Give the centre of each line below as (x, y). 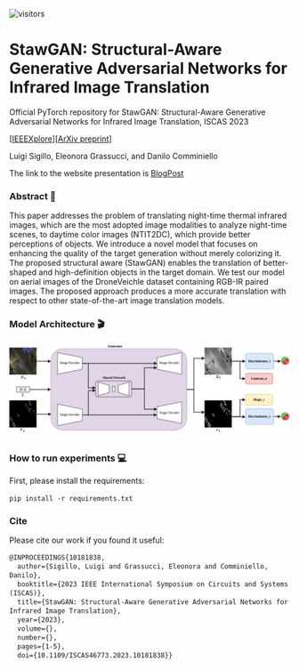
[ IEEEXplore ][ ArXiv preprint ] (61, 139)
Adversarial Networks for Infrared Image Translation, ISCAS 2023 (129, 121)
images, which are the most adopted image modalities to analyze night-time (148, 225)
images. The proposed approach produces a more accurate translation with (148, 291)
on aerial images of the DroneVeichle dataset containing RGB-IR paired (139, 282)
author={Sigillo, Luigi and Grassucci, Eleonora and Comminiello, (143, 567)
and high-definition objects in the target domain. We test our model (162, 272)
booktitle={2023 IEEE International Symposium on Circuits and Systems (153, 584)
